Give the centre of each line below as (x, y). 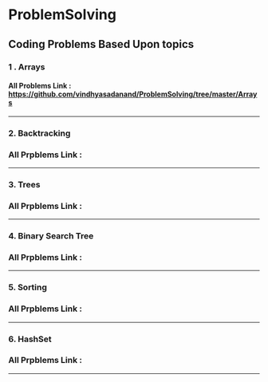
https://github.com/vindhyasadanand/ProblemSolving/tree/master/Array (133, 94)
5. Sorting (28, 287)
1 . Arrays (27, 67)
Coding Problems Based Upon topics (101, 44)
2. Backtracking (39, 133)
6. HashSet (30, 339)
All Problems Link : (40, 86)
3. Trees (24, 184)
